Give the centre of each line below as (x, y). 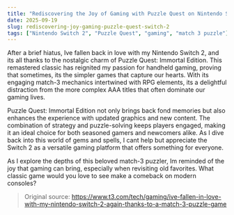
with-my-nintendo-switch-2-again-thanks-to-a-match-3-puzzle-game (125, 204)
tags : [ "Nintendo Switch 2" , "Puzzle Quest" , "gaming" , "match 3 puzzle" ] (118, 33)
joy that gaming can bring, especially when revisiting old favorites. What (111, 168)
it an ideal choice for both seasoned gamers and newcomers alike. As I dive (116, 133)
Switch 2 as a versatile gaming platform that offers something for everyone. (116, 148)
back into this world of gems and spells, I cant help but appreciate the (107, 141)
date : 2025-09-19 (32, 20)
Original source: (47, 197)
